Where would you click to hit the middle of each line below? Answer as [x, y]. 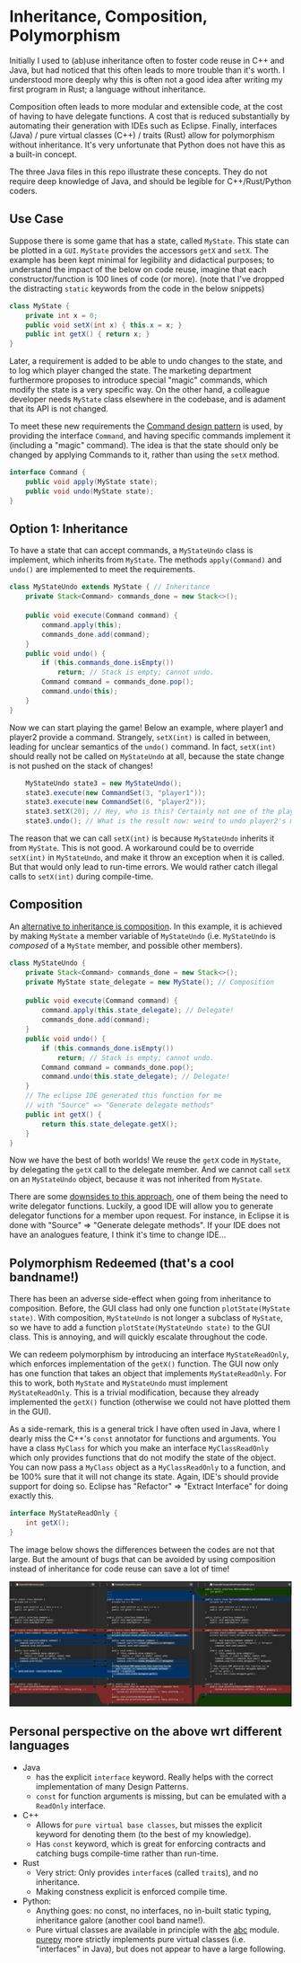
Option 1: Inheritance [69, 529]
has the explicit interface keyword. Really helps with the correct [155, 1777]
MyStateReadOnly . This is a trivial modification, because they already [134, 1393]
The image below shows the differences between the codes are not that [142, 1549]
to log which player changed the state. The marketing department [131, 371]
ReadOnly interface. [70, 1805]
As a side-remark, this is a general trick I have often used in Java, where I [145, 1429]
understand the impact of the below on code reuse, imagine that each [138, 269]
